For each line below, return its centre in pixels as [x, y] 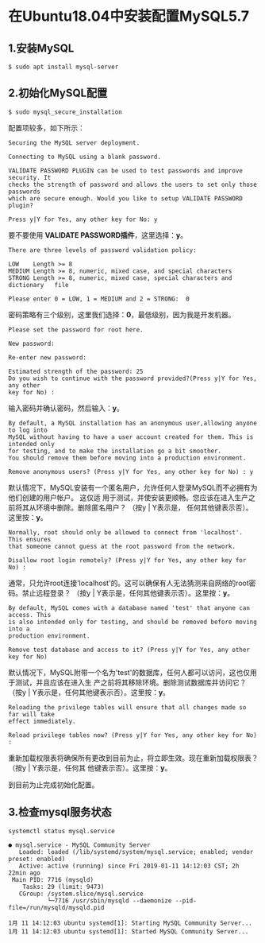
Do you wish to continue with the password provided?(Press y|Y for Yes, [133, 378]
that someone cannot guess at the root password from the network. [122, 546]
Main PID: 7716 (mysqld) [52, 879]
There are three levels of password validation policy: [102, 250]
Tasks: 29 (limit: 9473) [63, 887]
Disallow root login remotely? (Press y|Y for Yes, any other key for [127, 560]
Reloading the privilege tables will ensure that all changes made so [127, 707]
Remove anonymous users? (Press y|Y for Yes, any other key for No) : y [131, 471]
